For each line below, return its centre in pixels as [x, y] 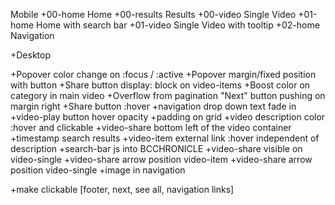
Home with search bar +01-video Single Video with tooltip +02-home [178, 25]
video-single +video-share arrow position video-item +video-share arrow [161, 159]
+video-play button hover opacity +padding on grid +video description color [168, 117]
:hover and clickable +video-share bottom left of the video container [151, 127]
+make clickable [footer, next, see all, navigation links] [122, 189]
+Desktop [31, 55]
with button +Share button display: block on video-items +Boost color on [160, 85]
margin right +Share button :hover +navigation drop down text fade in [153, 106]
